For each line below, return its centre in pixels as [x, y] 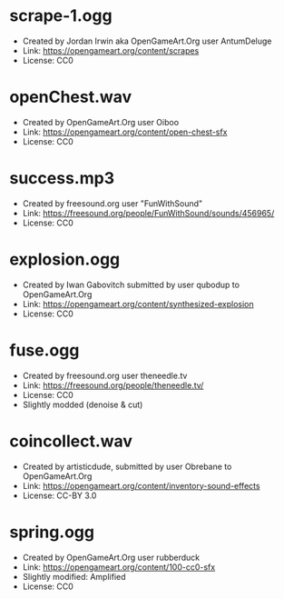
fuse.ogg [44, 350]
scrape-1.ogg [61, 16]
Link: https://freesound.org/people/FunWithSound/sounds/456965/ [148, 213]
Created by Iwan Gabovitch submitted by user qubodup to [131, 285]
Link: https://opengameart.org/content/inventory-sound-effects [141, 485]
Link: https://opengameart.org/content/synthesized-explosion [138, 304]
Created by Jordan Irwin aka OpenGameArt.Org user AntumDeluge [147, 41]
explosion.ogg [65, 259]
